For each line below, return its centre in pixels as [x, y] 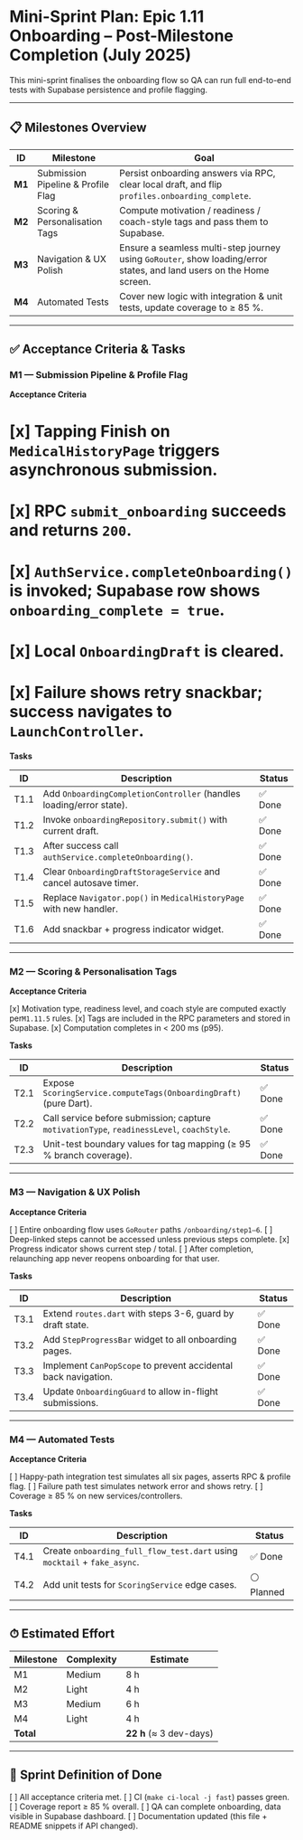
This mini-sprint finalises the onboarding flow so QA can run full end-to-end [150, 80]
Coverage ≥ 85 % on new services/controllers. [96, 1496]
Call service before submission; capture [127, 1118]
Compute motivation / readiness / [190, 210]
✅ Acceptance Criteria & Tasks [98, 349]
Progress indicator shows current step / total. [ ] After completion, [132, 1249]
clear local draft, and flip [171, 184]
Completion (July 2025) [101, 55]
